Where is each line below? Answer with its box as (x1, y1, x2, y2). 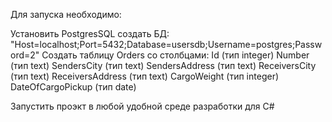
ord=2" (10, 49, 40, 61)
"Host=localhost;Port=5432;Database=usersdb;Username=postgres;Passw (10, 39, 323, 50)
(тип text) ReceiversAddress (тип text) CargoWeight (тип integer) (10, 70, 280, 82)
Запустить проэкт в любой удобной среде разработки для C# (10, 100, 275, 112)
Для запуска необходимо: (10, 9, 122, 20)
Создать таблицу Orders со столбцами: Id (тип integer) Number (41, 49, 310, 61)
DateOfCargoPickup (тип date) (10, 81, 137, 93)
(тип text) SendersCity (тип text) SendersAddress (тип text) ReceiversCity (10, 60, 317, 71)
